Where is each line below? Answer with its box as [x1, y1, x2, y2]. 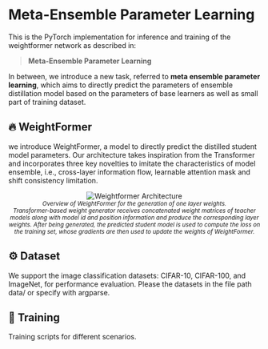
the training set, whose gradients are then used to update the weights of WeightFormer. [14, 227, 255, 235]
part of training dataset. [8, 97, 86, 106]
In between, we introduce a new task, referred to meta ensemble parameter [8, 71, 261, 81]
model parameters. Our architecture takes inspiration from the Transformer [8, 150, 255, 159]
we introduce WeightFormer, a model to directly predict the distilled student [8, 142, 258, 151]
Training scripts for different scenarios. [8, 332, 137, 342]
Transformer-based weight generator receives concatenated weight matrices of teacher [13, 207, 256, 215]
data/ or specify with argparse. [8, 287, 110, 297]
